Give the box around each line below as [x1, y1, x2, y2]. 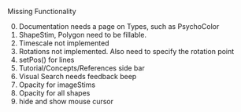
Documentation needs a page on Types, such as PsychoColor [18, 22, 220, 31]
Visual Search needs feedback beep [18, 72, 137, 81]
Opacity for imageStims [18, 80, 96, 89]
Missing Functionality [7, 7, 76, 16]
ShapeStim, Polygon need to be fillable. [18, 31, 147, 39]
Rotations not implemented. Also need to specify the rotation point [18, 47, 235, 56]
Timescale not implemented [18, 38, 109, 48]
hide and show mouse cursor [18, 97, 114, 106]
